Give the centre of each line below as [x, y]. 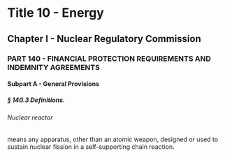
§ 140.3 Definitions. [36, 100]
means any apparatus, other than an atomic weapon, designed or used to [113, 139]
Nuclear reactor [30, 117]
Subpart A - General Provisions [53, 84]
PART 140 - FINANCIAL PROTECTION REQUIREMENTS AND [109, 59]
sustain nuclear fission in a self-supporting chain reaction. [91, 146]
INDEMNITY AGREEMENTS [53, 67]
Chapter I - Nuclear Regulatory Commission [104, 39]
